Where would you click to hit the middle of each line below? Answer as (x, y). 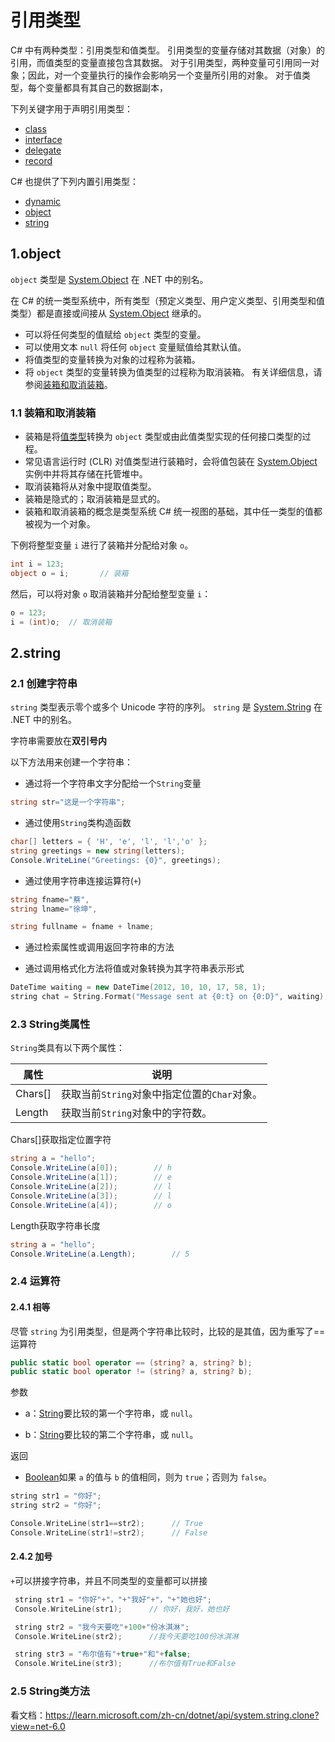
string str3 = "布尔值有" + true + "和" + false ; (103, 1654)
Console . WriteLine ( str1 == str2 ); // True (106, 1524)
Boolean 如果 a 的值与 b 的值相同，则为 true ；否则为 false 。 (148, 1477)
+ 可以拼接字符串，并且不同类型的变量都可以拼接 (109, 1580)
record (38, 160)
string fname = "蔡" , (50, 899)
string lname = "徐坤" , (54, 909)
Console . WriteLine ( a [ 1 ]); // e (91, 1177)
